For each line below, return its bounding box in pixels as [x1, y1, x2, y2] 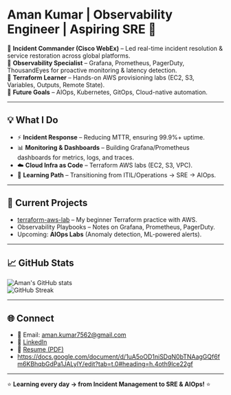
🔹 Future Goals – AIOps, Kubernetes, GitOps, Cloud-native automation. [7, 88, 208, 96]
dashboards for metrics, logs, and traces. [16, 153, 135, 161]
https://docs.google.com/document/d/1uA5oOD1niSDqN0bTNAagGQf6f [16, 352, 221, 361]
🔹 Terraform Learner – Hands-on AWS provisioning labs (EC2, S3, [7, 73, 195, 82]
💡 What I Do [7, 114, 58, 126]
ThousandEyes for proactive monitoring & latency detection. [7, 66, 177, 74]
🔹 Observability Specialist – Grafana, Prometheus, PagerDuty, [7, 58, 185, 67]
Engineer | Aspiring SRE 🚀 [7, 21, 157, 37]
